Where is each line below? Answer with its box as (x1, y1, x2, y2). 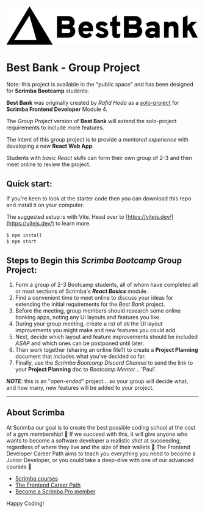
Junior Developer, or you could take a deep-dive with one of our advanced (6, 456, 194, 463)
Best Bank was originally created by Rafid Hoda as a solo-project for (6, 99, 180, 107)
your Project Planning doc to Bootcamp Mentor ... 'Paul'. (15, 365, 157, 373)
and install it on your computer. (6, 202, 84, 209)
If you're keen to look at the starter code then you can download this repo (6, 195, 192, 202)
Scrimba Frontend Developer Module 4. (6, 105, 108, 113)
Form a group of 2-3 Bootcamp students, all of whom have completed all (15, 281, 198, 288)
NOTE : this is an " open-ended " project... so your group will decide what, (6, 377, 189, 385)
